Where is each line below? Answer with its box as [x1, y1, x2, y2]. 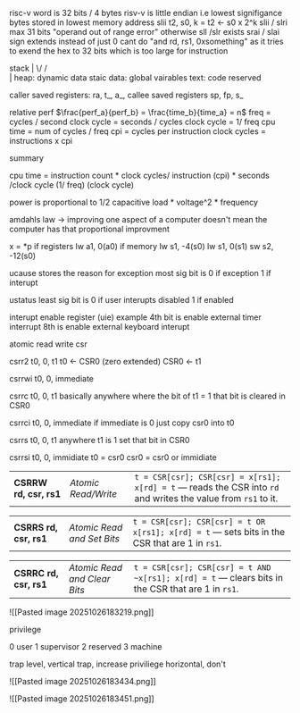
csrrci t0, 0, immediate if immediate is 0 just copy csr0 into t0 [9, 417, 235, 428]
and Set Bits [69, 533, 121, 544]
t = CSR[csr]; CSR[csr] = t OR [132, 517, 266, 526]
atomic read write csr [9, 339, 87, 349]
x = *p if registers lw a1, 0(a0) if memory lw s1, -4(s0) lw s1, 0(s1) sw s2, [9, 241, 274, 251]
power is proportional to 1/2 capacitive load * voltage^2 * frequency [9, 197, 259, 207]
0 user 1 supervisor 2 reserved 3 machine [9, 642, 162, 651]
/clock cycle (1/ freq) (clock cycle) [9, 180, 135, 190]
